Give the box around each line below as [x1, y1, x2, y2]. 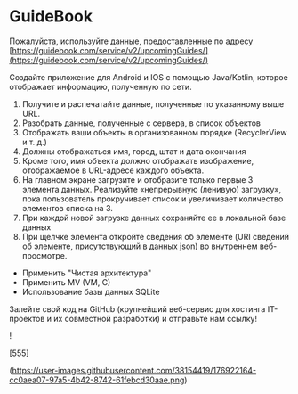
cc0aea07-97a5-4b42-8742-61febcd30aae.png [9, 374, 185, 385]
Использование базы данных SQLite [21, 286, 160, 297]
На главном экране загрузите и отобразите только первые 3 [21, 174, 254, 185]
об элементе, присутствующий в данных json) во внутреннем [21, 241, 258, 251]
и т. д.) [21, 136, 47, 147]
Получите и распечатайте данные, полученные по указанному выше [21, 98, 285, 109]
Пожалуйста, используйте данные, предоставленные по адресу [9, 36, 254, 46]
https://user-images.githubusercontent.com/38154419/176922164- [12, 365, 256, 375]
